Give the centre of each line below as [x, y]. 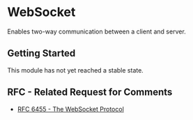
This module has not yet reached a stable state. [76, 70]
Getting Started [41, 53]
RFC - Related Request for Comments [90, 92]
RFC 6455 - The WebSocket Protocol [70, 109]
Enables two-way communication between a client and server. [96, 31]
